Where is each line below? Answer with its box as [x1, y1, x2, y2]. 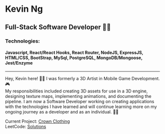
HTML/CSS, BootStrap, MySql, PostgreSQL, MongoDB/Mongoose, [5, 55, 143, 61]
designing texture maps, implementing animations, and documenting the [5, 93, 152, 99]
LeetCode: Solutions [5, 123, 47, 129]
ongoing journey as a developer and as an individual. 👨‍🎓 [5, 109, 119, 114]
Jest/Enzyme [5, 60, 33, 66]
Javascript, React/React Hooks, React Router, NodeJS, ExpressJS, [5, 50, 143, 56]
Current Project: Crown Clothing [5, 118, 70, 124]
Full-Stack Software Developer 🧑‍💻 [5, 23, 111, 31]
